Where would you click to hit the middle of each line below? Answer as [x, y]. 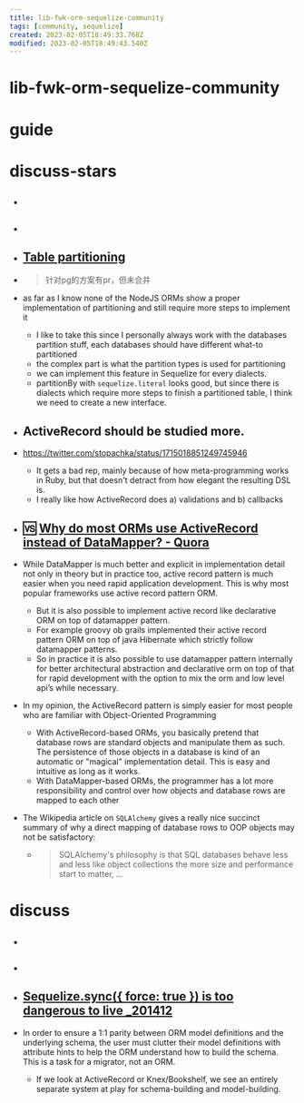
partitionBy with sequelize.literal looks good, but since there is [157, 383]
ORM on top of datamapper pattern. [103, 620]
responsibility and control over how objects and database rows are [161, 791]
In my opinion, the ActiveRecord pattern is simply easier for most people [157, 705]
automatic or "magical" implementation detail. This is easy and [153, 762]
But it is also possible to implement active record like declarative [156, 611]
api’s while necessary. [77, 688]
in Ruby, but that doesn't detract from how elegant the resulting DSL [163, 480]
